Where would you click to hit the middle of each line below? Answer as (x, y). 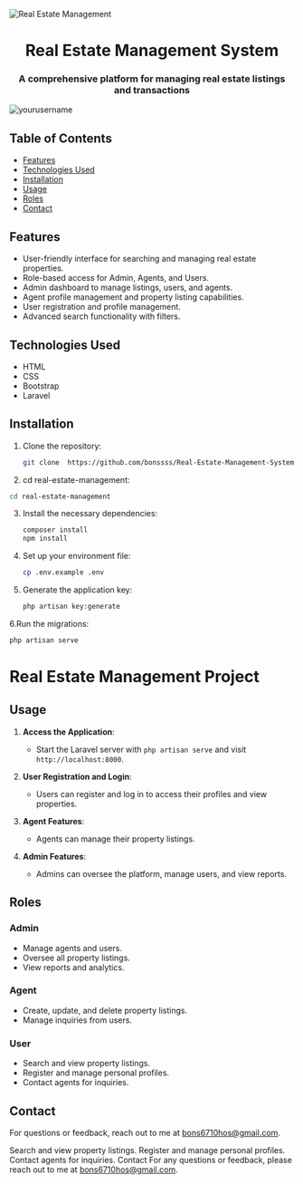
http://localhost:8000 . (80, 759)
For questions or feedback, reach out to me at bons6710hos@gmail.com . (145, 1132)
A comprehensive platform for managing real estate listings (152, 79)
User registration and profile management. (101, 307)
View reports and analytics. (73, 967)
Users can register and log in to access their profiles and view (151, 794)
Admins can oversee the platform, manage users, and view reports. (161, 873)
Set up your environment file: (76, 556)
